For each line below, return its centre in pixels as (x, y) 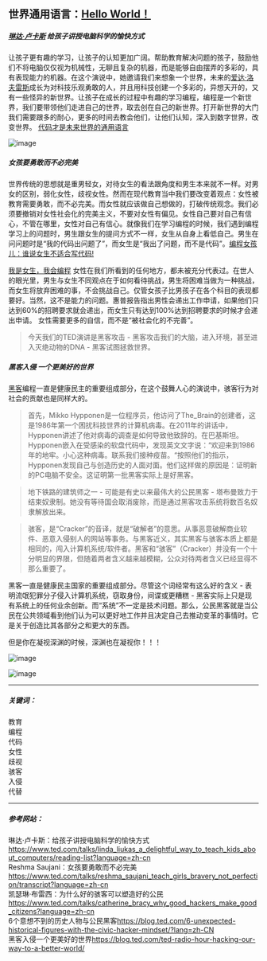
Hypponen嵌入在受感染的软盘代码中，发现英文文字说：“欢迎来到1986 (141, 445)
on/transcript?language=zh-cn (58, 885)
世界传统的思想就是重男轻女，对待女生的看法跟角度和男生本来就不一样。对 (130, 184)
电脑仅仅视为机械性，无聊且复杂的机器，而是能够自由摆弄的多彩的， (140, 68)
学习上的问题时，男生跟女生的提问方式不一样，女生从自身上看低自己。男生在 (133, 234)
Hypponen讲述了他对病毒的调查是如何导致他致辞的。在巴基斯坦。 (135, 436)
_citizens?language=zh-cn (52, 912)
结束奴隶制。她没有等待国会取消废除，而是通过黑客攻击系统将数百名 (139, 502)
